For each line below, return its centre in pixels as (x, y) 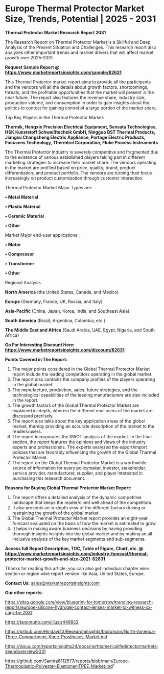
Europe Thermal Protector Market (75, 9)
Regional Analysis (23, 282)
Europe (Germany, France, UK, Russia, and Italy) (54, 301)
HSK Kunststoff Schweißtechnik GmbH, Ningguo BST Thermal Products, (80, 132)
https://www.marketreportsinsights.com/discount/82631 (65, 350)
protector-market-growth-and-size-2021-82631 (55, 559)
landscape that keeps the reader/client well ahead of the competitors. (82, 502)
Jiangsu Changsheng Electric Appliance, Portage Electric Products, (75, 137)
